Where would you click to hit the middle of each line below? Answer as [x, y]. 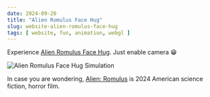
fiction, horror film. [34, 86]
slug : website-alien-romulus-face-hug [62, 26]
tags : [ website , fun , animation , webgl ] [69, 33]
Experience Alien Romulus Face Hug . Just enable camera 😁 [92, 52]
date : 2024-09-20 [32, 13]
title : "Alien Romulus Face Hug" [55, 20]
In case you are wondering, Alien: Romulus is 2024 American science [105, 79]
